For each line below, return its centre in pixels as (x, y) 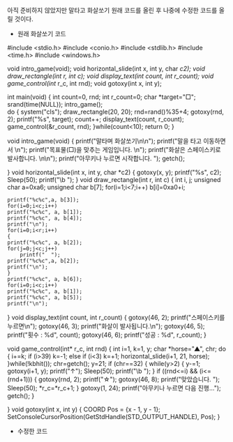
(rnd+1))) (20, 379)
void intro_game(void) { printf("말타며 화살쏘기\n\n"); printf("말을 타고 (105, 141)
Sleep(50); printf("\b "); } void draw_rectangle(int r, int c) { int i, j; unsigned (114, 180)
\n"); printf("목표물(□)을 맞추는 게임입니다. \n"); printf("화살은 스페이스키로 (118, 150)
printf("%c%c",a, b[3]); (43, 200)
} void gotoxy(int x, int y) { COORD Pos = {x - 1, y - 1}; (84, 409)
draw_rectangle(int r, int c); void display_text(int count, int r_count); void (111, 76)
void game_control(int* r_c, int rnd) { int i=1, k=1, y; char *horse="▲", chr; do (117, 349)
